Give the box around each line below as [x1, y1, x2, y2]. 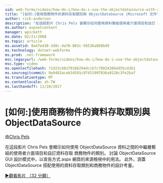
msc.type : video [5, 61, 38, 66]
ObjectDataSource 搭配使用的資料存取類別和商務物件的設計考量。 [5, 163, 137, 168]
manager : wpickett [5, 30, 42, 35]
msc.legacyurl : [5, 57, 36, 62]
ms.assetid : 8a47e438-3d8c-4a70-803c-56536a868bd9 [5, 43, 110, 48]
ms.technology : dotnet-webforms [5, 48, 70, 53]
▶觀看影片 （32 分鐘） [5, 173, 51, 179]
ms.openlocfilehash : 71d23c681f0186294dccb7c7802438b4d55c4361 [5, 66, 136, 71]
